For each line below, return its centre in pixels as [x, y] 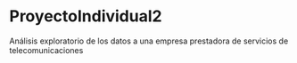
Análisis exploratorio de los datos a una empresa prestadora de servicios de [149, 41]
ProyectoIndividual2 [86, 16]
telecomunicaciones [46, 50]
